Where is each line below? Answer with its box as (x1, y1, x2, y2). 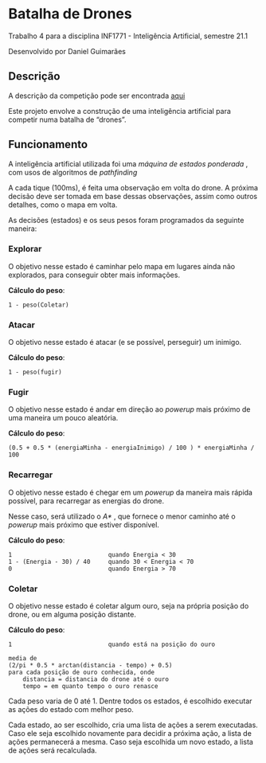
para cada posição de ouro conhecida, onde (8, 668, 155, 677)
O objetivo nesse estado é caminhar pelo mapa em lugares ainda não (8, 261, 236, 271)
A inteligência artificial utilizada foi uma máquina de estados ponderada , (8, 158, 248, 168)
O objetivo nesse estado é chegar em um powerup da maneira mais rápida (8, 487, 253, 497)
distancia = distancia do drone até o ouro (22, 675, 170, 683)
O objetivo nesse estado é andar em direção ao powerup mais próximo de (8, 405, 251, 414)
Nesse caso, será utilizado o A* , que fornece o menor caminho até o (8, 511, 237, 521)
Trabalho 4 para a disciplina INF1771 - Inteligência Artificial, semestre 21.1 (8, 31, 248, 41)
